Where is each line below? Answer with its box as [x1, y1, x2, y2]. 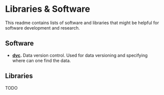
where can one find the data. [12, 58, 71, 63]
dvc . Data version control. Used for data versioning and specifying [12, 52, 148, 58]
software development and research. [5, 25, 80, 31]
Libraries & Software [5, 3, 90, 15]
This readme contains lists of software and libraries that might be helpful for [5, 20, 159, 26]
